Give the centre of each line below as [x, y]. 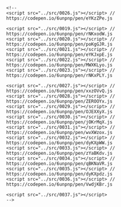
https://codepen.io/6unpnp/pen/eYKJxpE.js [59, 55]
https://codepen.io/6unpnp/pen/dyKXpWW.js [59, 143]
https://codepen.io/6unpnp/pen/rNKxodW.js [59, 34]
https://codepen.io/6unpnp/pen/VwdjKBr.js [59, 184]
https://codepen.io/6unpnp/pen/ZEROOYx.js [59, 101]
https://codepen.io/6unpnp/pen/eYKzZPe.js [59, 18]
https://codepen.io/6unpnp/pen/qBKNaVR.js [59, 164]
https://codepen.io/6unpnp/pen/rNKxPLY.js [59, 75]
